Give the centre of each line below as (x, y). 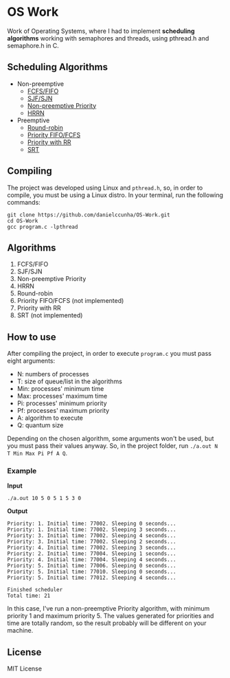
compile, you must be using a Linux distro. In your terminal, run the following (115, 195)
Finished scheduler (35, 590)
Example (22, 471)
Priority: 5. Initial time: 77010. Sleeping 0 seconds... (92, 572)
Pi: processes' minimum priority (62, 403)
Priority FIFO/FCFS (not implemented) (70, 301)
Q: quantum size (40, 425)
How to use (32, 337)
